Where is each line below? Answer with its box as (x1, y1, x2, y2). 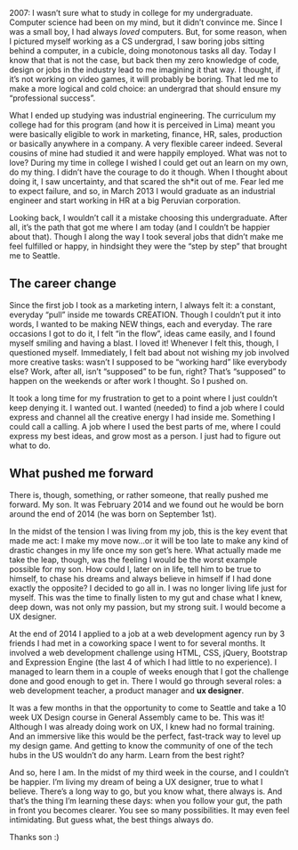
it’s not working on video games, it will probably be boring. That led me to (9, 74, 278, 84)
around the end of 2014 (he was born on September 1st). (9, 508, 217, 519)
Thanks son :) (9, 831, 60, 842)
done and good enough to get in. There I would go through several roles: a (9, 675, 282, 686)
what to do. (9, 440, 51, 451)
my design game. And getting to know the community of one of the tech (9, 740, 273, 751)
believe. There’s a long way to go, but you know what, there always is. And (9, 786, 283, 797)
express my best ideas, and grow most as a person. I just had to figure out (9, 430, 281, 441)
